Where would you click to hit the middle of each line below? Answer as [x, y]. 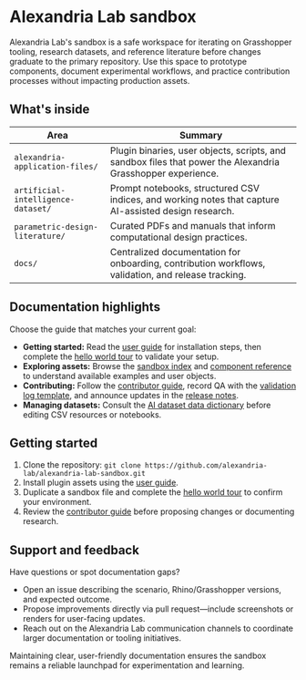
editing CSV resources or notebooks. [92, 414]
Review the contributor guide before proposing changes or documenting [158, 511]
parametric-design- [56, 227]
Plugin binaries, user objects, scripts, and [198, 150]
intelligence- [45, 199]
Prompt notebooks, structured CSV [185, 188]
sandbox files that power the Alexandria [195, 161]
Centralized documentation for [175, 252]
